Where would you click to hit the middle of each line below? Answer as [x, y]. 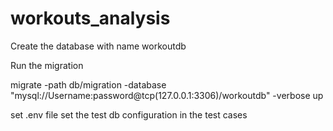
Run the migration [47, 65]
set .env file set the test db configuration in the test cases [129, 114]
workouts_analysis [90, 18]
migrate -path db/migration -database [88, 84]
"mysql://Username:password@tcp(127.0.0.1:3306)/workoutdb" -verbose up [167, 95]
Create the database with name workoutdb [98, 46]
